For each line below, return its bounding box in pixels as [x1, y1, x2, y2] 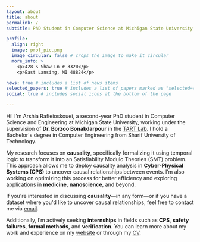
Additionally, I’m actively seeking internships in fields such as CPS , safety [6, 216, 189, 224]
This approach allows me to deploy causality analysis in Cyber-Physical [6, 162, 183, 169]
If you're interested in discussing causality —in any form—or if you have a [6, 193, 187, 199]
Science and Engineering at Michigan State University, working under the [6, 119, 186, 125]
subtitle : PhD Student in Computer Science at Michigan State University [6, 25, 193, 32]
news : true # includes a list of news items [6, 80, 118, 86]
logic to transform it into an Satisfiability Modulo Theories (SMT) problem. [6, 156, 187, 162]
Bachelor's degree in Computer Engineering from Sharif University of [6, 131, 176, 139]
